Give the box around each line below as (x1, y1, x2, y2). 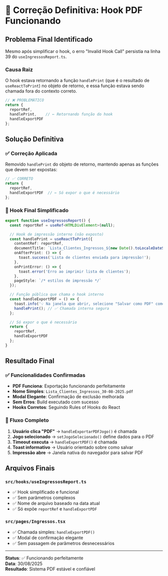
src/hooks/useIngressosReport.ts (5, 479, 86, 485)
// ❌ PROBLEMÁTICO (5, 98, 44, 103)
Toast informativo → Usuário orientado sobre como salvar (12, 444, 133, 450)
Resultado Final (5, 357, 54, 365)
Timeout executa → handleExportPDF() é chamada (12, 439, 117, 445)
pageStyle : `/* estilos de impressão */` (14, 278, 101, 283)
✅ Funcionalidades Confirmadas (5, 372, 86, 379)
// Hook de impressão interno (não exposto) (9, 232, 104, 237)
